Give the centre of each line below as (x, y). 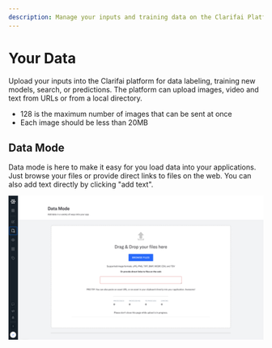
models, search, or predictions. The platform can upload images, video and (134, 89)
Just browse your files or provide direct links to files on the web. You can (130, 176)
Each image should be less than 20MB (84, 122)
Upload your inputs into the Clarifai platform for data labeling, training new (132, 80)
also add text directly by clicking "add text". (81, 185)
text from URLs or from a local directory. (76, 98)
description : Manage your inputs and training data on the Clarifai (126, 17)
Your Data (42, 58)
